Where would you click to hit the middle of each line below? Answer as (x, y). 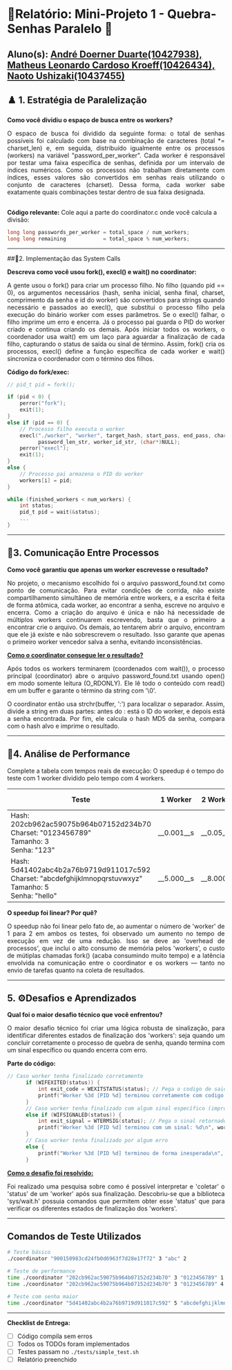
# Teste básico (29, 1253)
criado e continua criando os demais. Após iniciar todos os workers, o (116, 329)
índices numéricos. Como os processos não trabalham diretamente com (116, 170)
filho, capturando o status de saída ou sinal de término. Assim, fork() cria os (116, 344)
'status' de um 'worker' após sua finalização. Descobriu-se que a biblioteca (116, 1193)
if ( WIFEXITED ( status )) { (62, 1083)
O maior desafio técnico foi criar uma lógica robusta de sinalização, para (116, 1028)
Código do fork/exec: (38, 372)
